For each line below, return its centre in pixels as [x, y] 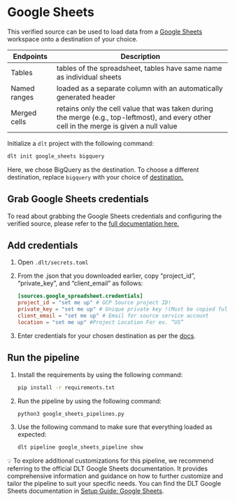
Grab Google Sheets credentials [78, 199]
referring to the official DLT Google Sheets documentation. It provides [108, 469]
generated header [86, 97]
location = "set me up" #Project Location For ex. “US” [100, 322]
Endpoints [30, 56]
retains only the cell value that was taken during [135, 108]
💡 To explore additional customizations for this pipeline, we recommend [111, 461]
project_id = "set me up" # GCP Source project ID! [94, 303]
